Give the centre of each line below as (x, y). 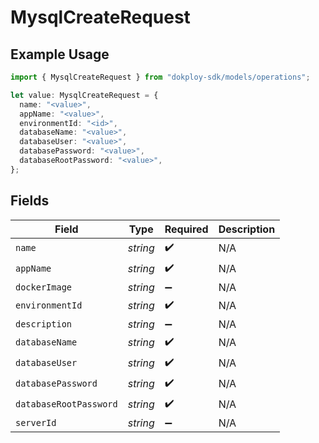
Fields (30, 201)
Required (186, 229)
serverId (36, 422)
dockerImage (44, 287)
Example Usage (60, 54)
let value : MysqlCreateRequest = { (84, 95)
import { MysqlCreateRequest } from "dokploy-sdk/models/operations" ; (160, 77)
